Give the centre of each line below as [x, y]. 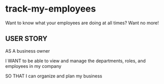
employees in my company [34, 66]
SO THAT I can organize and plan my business [54, 76]
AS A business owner [28, 51]
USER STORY [26, 39]
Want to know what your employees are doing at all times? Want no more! [82, 23]
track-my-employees [51, 9]
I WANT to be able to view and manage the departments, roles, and [76, 61]
